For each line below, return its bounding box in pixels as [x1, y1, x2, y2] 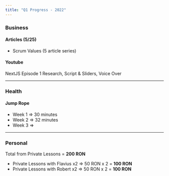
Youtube [5, 59, 24, 66]
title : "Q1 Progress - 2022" [5, 7, 66, 13]
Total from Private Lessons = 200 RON [5, 151, 86, 157]
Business [5, 24, 29, 31]
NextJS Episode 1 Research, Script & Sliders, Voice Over [5, 70, 122, 76]
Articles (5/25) [5, 36, 37, 43]
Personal [5, 140, 28, 146]
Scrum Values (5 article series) [12, 47, 76, 53]
